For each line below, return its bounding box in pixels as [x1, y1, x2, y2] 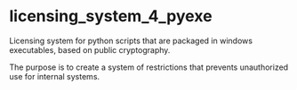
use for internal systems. [9, 71, 100, 81]
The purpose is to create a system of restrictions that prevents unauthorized [9, 62, 289, 72]
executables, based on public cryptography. [9, 44, 171, 55]
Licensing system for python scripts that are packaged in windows [9, 35, 253, 46]
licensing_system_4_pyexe [9, 6, 213, 26]
